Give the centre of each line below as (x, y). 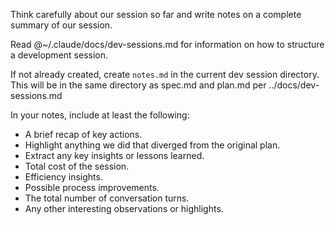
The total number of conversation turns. (107, 198)
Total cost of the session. (77, 166)
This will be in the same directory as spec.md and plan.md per (138, 85)
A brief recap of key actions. (83, 134)
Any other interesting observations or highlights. (124, 208)
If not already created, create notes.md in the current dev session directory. (165, 74)
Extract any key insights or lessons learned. (114, 155)
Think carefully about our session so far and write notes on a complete (156, 14)
